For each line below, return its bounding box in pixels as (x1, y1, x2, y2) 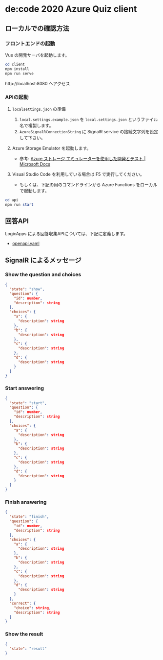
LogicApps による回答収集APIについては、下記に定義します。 (5, 231, 128, 237)
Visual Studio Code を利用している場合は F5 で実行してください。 (12, 171, 145, 177)
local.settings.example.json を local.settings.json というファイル (19, 116, 158, 122)
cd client (5, 62, 25, 67)
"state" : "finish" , (9, 514, 49, 519)
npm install (5, 66, 29, 72)
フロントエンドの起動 (5, 40, 55, 47)
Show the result (5, 631, 43, 637)
